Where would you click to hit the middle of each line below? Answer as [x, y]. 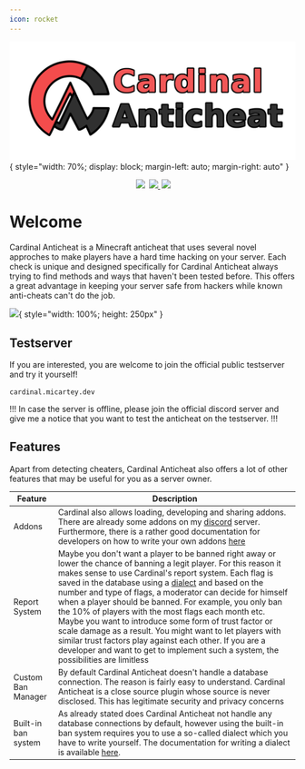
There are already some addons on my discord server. [159, 521]
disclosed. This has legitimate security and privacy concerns [171, 701]
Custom [28, 677]
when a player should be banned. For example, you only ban [170, 601]
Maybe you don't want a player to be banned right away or [167, 553]
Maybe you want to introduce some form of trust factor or [165, 621]
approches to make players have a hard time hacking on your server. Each [148, 257]
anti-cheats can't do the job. [62, 296]
